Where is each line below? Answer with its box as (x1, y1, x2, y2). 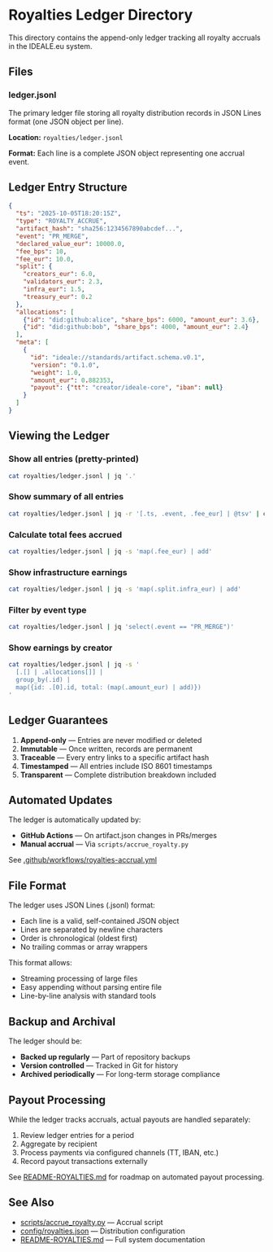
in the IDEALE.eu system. (8, 41, 93, 51)
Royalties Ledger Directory (8, 6, 193, 24)
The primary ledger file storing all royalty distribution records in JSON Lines (8, 108, 262, 117)
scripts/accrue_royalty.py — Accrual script (19, 1217, 164, 1227)
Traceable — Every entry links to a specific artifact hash (19, 752, 210, 762)
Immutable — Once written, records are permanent (19, 744, 193, 753)
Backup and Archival (8, 1014, 116, 1028)
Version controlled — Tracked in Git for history (19, 1061, 179, 1070)
